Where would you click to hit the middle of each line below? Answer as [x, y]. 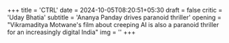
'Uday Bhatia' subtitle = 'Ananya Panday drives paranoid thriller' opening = [114, 17]
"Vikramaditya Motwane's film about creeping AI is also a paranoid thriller [113, 25]
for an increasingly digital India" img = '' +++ [72, 32]
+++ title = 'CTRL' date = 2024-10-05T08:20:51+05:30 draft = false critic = [115, 10]
